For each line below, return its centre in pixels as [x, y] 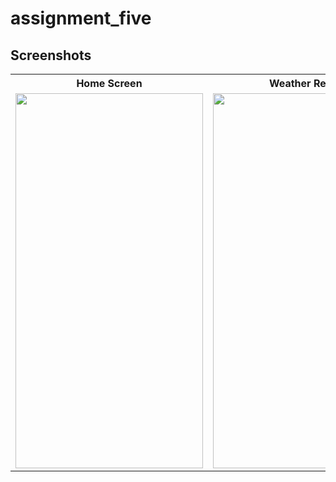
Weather [290, 83]
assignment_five [81, 18]
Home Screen [109, 83]
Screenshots [51, 55]
